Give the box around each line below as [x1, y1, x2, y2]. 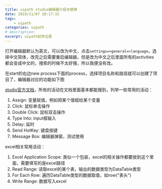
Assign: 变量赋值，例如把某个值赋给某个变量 [12, 97, 101, 103]
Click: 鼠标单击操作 [12, 103, 50, 109]
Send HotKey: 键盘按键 [12, 127, 58, 133]
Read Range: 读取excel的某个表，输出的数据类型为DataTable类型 [12, 166, 141, 172]
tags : [5, 16, 16, 21]
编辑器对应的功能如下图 [17, 76, 64, 82]
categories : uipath [5, 25, 44, 30]
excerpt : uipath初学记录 [5, 34, 52, 39]
